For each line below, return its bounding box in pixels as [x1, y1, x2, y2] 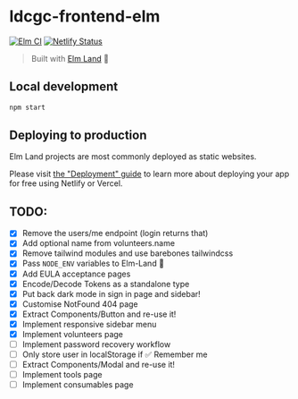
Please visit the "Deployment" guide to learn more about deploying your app [9, 168, 290, 180]
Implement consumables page [21, 379, 134, 390]
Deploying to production [9, 128, 147, 143]
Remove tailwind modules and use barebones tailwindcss [21, 248, 234, 259]
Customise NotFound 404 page [21, 298, 138, 310]
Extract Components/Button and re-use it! [21, 309, 177, 319]
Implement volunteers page [21, 328, 123, 339]
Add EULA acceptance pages [21, 268, 131, 279]
